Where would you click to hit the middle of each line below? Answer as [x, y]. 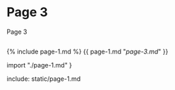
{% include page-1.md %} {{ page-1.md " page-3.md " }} [87, 51]
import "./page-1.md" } [39, 65]
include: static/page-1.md [44, 79]
